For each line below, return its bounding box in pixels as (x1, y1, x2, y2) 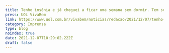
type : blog (5, 26, 28, 31)
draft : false (5, 40, 33, 45)
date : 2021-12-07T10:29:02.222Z (5, 36, 73, 41)
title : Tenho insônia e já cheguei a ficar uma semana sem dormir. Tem (5, 7, 158, 13)
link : (5, 17, 17, 22)
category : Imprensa (5, 21, 46, 27)
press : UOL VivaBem (5, 12, 46, 17)
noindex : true (5, 31, 35, 36)
